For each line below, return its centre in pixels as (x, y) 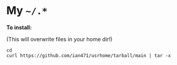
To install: (19, 27)
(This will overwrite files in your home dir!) (59, 39)
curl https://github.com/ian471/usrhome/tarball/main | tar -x (89, 55)
